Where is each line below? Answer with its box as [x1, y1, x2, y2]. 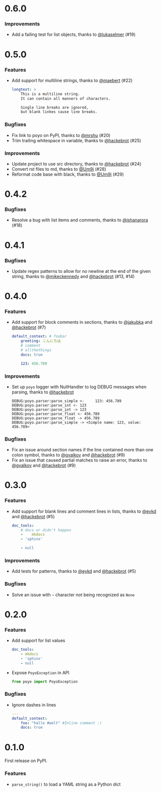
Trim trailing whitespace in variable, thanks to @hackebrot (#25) [11, 137, 141, 143]
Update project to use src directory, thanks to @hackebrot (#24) [11, 160, 141, 167]
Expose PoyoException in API [11, 669, 69, 675]
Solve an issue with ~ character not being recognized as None [11, 592, 135, 598]
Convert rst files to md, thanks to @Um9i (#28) [11, 166, 106, 172]
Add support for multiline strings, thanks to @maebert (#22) [11, 77, 133, 83]
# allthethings [21, 348, 52, 353]
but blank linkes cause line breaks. [21, 109, 97, 114]
